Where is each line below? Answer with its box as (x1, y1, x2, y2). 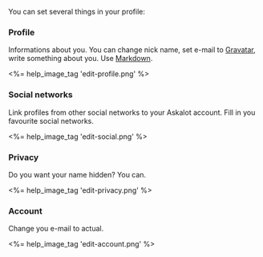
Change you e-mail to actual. (8, 224, 104, 234)
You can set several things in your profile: (8, 7, 146, 16)
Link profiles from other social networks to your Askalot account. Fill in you (8, 108, 256, 117)
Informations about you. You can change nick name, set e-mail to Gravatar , (8, 45, 257, 55)
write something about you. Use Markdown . (8, 54, 153, 63)
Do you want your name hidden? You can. (8, 169, 147, 179)
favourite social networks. (8, 116, 95, 125)
